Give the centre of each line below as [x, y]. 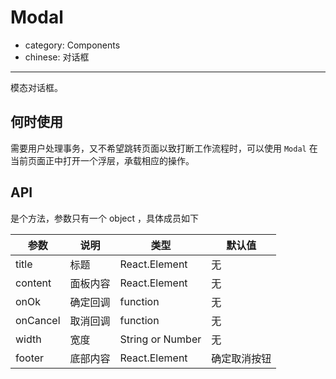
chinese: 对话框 [57, 57]
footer [30, 358]
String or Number [160, 339]
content [33, 283]
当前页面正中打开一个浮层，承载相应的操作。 [102, 160]
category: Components [72, 45]
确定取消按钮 [241, 358]
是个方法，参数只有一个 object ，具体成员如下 [104, 218]
